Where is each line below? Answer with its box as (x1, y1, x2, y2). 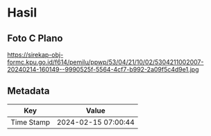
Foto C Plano (7, 32, 63, 44)
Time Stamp (10, 117, 51, 127)
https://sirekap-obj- (7, 50, 64, 59)
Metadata (7, 85, 50, 97)
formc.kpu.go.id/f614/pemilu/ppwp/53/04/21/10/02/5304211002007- (7, 58, 204, 66)
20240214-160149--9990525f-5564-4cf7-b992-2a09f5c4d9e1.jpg (7, 66, 199, 73)
